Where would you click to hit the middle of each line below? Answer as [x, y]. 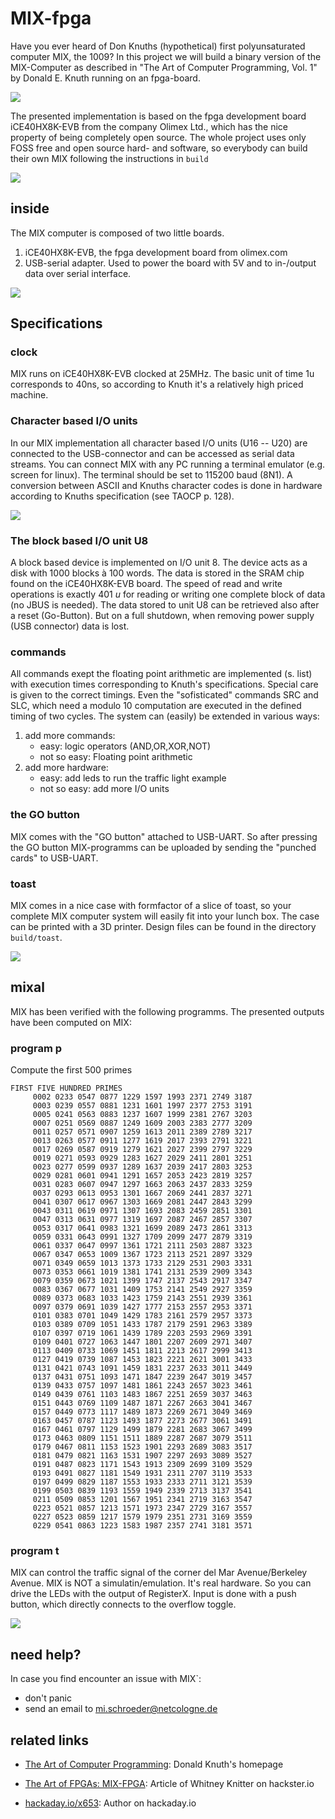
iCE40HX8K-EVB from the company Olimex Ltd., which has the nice [149, 126]
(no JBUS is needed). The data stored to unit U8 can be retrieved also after [165, 605]
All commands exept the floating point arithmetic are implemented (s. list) [161, 674]
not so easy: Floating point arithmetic [116, 757]
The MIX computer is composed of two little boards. [117, 233]
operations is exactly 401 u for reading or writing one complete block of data [168, 594]
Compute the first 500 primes [71, 1070]
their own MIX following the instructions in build [109, 158]
